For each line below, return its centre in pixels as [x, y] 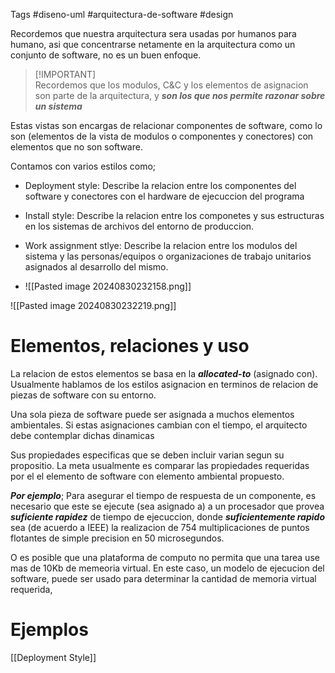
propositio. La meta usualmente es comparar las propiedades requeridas [160, 465]
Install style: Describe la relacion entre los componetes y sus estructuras [174, 215]
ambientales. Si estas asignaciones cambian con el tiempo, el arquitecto [159, 425]
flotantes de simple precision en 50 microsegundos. [117, 538]
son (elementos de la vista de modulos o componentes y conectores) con [162, 136]
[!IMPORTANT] [65, 74]
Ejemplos [49, 630]
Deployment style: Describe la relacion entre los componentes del [160, 185]
